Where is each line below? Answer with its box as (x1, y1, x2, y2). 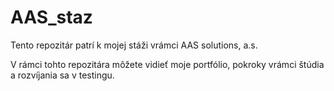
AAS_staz (10, 6, 93, 29)
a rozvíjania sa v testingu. (10, 69, 115, 81)
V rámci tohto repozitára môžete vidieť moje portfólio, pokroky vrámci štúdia (10, 58, 325, 70)
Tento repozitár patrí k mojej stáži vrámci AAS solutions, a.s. (10, 39, 258, 51)
